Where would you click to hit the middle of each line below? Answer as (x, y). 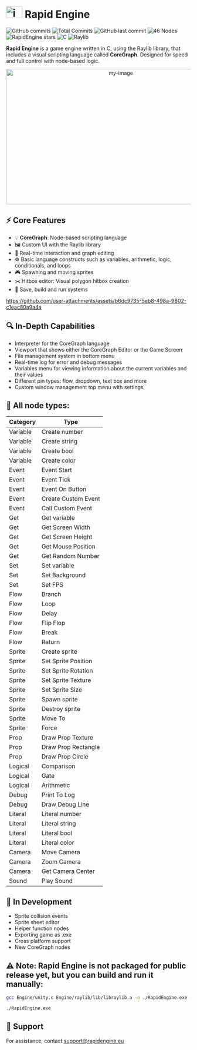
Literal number (62, 814)
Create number (62, 432)
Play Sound (57, 881)
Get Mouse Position (68, 547)
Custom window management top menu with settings (79, 387)
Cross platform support (43, 941)
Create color (59, 460)
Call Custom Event (67, 509)
